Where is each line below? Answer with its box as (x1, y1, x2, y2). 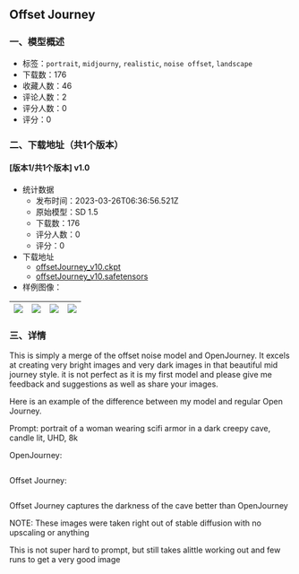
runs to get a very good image (9, 554, 121, 565)
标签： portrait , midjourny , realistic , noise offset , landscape (21, 57, 253, 68)
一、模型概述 (9, 36, 65, 48)
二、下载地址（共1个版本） (9, 138, 124, 151)
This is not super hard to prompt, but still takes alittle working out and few (9, 544, 281, 555)
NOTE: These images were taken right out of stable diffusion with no (9, 517, 262, 528)
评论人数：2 (21, 91, 67, 102)
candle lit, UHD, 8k (9, 432, 79, 443)
